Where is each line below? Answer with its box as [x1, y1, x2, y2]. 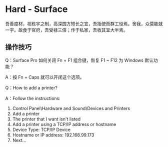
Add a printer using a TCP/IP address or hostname [12, 121, 116, 127]
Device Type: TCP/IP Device [12, 126, 71, 132]
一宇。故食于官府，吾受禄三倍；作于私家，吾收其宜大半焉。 [5, 26, 128, 33]
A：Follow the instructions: [5, 95, 61, 101]
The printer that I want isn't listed [12, 116, 81, 122]
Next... [12, 137, 26, 143]
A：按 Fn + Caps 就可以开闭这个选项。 [5, 74, 84, 80]
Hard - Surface [5, 3, 68, 15]
